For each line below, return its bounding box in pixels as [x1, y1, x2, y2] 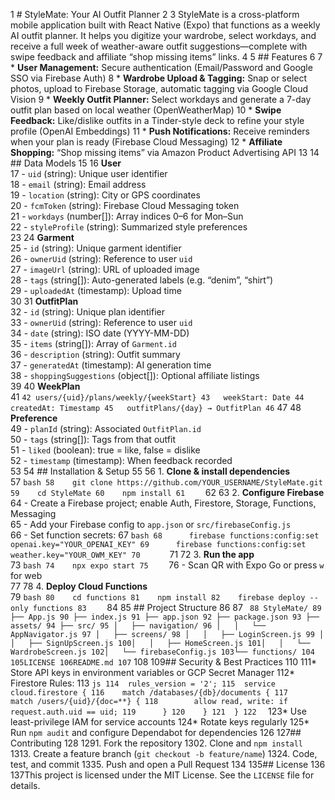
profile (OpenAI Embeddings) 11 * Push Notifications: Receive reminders [10, 125, 310, 137]
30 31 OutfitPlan [10, 295, 79, 307]
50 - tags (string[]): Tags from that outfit [10, 434, 176, 445]
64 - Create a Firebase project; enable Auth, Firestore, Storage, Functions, [10, 497, 317, 509]
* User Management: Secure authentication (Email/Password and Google [10, 62, 313, 73]
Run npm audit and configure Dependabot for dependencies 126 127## [10, 727, 302, 738]
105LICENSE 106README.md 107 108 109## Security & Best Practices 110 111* [10, 656, 318, 668]
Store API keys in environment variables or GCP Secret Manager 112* [10, 667, 296, 678]
